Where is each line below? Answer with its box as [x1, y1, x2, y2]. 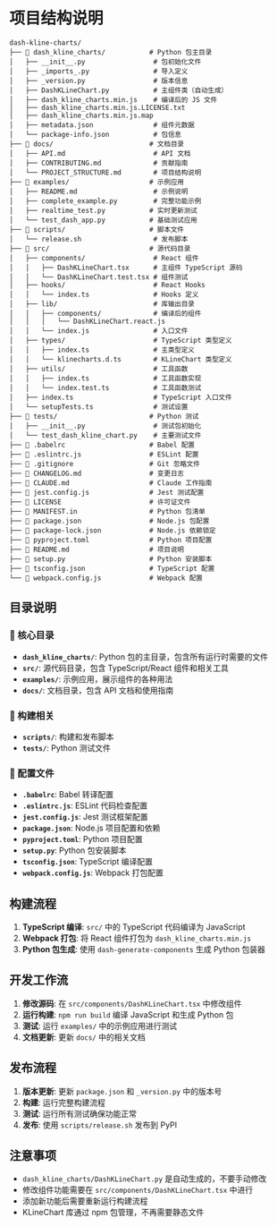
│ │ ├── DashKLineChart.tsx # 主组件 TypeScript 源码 [9, 263, 243, 272]
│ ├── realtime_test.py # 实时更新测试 [9, 206, 198, 215]
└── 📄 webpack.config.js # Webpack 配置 [9, 574, 203, 583]
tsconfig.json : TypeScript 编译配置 [21, 856, 154, 867]
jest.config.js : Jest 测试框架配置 [21, 812, 149, 822]
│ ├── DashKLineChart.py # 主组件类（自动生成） [9, 86, 228, 95]
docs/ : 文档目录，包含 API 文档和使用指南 [21, 685, 174, 695]
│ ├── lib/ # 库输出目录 [9, 299, 195, 309]
